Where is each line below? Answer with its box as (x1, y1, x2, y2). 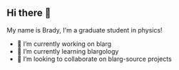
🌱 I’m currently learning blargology (16, 47, 119, 55)
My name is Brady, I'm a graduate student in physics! (6, 25, 163, 34)
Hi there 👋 (6, 7, 51, 19)
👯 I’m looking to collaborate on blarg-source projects (16, 54, 172, 63)
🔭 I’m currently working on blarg (16, 40, 112, 48)
